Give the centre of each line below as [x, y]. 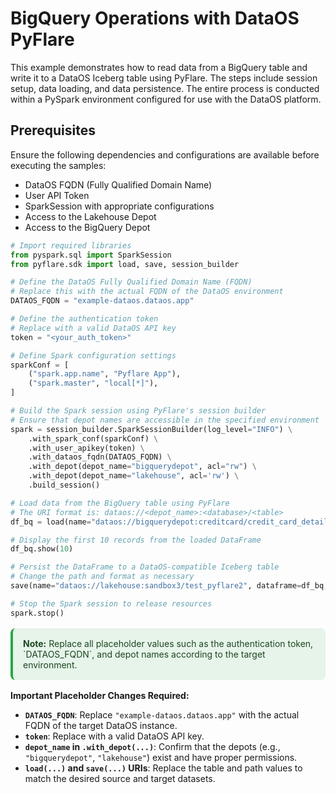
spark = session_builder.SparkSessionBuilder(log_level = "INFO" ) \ [151, 429]
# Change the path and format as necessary [102, 577]
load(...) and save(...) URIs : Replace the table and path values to [163, 768]
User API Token [57, 195]
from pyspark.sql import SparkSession [91, 255]
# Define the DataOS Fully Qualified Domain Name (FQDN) [131, 282]
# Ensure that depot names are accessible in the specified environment [165, 420]
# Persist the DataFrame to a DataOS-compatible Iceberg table [145, 567]
